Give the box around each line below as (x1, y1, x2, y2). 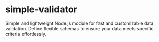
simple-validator (5, 4, 78, 15)
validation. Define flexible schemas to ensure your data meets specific (5, 25, 154, 31)
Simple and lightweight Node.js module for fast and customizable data (5, 20, 154, 26)
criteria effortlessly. (5, 31, 47, 37)
